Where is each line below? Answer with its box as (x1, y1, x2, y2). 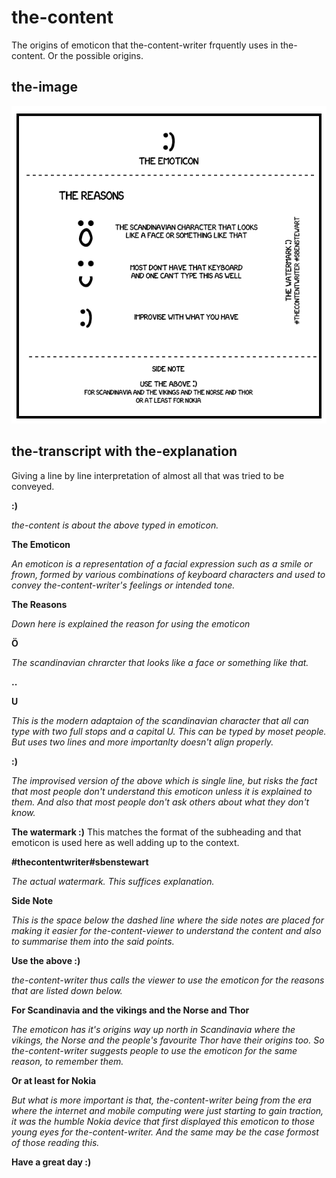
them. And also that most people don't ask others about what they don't (11, 796, 310, 808)
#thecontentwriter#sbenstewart (11, 856, 149, 868)
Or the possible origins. (47, 49, 144, 61)
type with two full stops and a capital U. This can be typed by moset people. (11, 725, 327, 737)
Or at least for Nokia (11, 1074, 97, 1086)
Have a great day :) (11, 1156, 92, 1168)
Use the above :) (11, 954, 81, 966)
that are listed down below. (11, 984, 123, 996)
